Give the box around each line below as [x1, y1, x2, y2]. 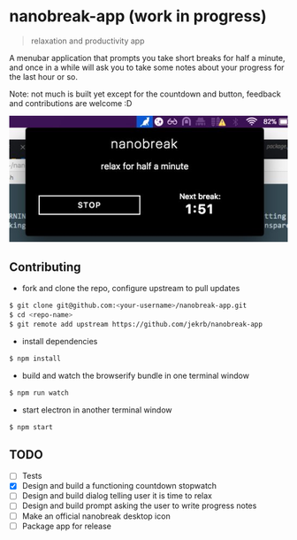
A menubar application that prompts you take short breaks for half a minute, [9, 52, 286, 63]
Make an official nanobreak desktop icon [21, 511, 171, 521]
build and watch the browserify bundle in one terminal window [21, 370, 250, 381]
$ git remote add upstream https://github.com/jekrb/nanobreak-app [9, 320, 263, 328]
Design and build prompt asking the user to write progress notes [21, 500, 257, 511]
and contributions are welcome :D [9, 97, 133, 108]
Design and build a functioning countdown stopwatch [21, 481, 217, 491]
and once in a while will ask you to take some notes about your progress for [9, 62, 285, 73]
